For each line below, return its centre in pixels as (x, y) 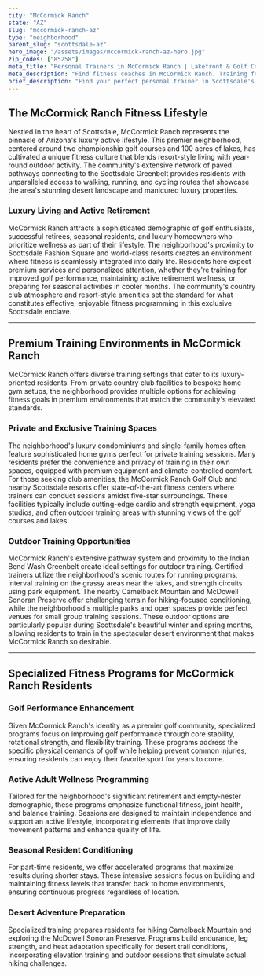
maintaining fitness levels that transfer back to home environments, (117, 884)
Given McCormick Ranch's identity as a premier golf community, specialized (132, 725)
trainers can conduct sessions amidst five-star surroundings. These (118, 495)
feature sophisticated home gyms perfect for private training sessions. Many (132, 453)
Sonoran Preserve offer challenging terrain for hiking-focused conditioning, (130, 600)
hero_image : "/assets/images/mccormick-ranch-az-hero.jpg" (107, 52)
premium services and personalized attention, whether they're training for (128, 270)
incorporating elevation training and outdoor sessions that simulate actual (127, 955)
